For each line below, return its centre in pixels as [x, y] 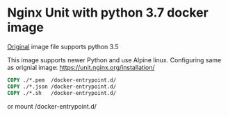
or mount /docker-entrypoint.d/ [52, 106]
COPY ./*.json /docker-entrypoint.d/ [62, 87]
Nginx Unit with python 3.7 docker [108, 13]
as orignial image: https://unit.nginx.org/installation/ [81, 67]
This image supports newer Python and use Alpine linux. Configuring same [114, 60]
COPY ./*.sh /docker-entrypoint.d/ [62, 93]
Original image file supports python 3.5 [63, 46]
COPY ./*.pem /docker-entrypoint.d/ [62, 80]
